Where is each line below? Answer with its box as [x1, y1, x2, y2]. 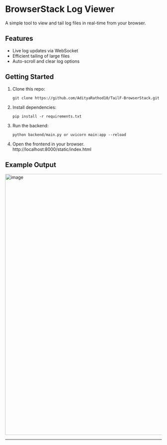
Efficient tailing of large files [12, 53, 70, 59]
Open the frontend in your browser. [12, 141, 84, 147]
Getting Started [5, 73, 54, 81]
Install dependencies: [12, 104, 57, 110]
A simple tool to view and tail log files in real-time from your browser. [5, 20, 146, 26]
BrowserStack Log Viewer [5, 3, 115, 15]
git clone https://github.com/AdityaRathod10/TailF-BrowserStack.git [12, 96, 160, 101]
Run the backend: [12, 122, 49, 128]
